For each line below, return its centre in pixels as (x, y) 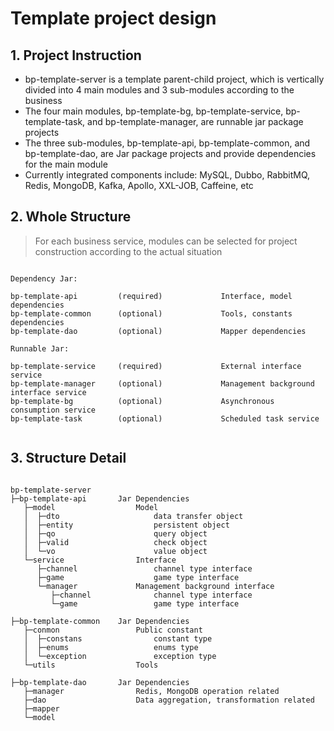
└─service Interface (100, 560)
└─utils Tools (91, 665)
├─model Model (91, 507)
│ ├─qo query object (115, 533)
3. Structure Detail (68, 458)
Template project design (113, 18)
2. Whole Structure (71, 217)
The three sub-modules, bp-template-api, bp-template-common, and (167, 143)
